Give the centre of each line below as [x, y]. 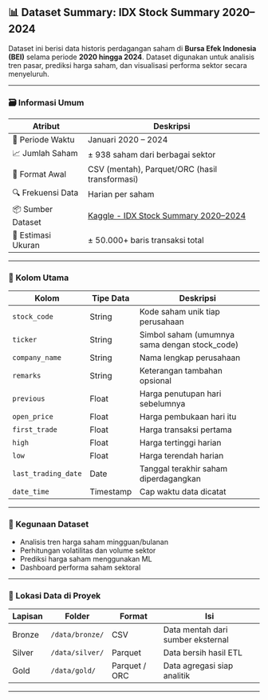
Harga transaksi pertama [186, 430]
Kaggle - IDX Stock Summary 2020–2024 [167, 215]
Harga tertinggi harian [180, 443]
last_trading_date [47, 474]
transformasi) [113, 179]
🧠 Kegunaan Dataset [49, 524]
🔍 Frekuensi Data [45, 193]
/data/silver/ [77, 652]
